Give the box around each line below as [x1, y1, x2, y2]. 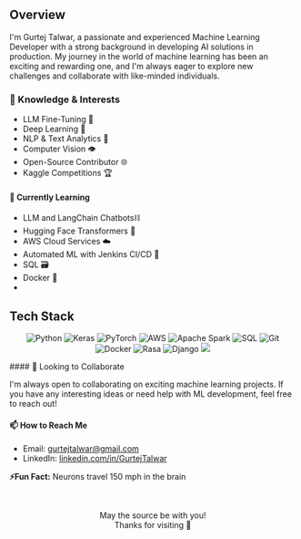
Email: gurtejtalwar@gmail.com [22, 443, 139, 454]
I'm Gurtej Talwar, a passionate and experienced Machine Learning [9, 31, 261, 42]
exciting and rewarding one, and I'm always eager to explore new [9, 60, 254, 71]
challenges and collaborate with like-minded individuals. [9, 70, 220, 81]
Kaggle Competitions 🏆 [22, 168, 113, 179]
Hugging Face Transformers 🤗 [22, 225, 136, 236]
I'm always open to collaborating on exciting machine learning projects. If [9, 378, 284, 390]
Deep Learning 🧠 [22, 123, 86, 135]
